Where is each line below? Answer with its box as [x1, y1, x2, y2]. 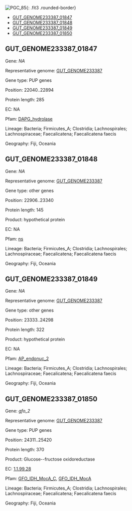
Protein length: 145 [5, 207, 44, 213]
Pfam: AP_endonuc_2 [5, 355, 49, 361]
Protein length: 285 [5, 96, 45, 102]
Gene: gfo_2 [5, 408, 30, 414]
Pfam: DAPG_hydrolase [5, 116, 53, 122]
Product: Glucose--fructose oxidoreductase [5, 456, 95, 462]
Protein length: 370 [5, 447, 45, 453]
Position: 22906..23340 [5, 197, 54, 203]
